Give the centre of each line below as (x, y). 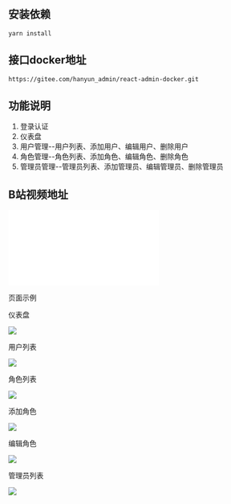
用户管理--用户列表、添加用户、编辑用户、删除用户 (104, 146)
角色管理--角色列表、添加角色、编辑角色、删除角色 (104, 157)
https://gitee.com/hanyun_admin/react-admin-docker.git (103, 79)
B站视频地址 (38, 194)
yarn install (30, 33)
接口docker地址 (47, 60)
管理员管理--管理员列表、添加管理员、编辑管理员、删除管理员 (122, 166)
